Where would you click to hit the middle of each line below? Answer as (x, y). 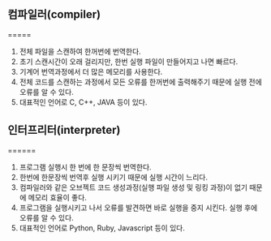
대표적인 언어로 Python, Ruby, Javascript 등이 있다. (102, 228)
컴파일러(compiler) (54, 15)
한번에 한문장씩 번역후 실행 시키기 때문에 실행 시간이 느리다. (114, 177)
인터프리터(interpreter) (64, 130)
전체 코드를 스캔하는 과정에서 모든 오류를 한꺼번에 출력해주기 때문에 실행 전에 (141, 82)
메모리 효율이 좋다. (57, 197)
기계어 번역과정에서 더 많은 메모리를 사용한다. (91, 71)
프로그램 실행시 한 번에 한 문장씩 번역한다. (85, 167)
